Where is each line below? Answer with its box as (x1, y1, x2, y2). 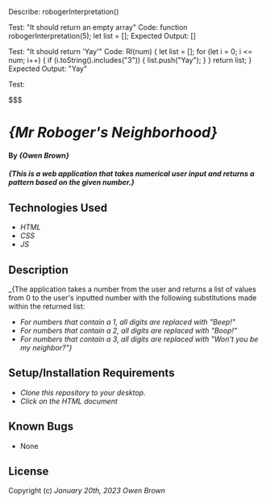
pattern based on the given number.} (8, 178, 135, 187)
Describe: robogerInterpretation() (8, 7, 119, 16)
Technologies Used (8, 201, 107, 215)
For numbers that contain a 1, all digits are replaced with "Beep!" (19, 317, 236, 326)
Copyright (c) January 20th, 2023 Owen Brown (8, 486, 166, 496)
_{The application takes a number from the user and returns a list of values (8, 284, 256, 294)
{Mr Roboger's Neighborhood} (8, 124, 218, 142)
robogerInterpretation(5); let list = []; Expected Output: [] (8, 31, 196, 40)
